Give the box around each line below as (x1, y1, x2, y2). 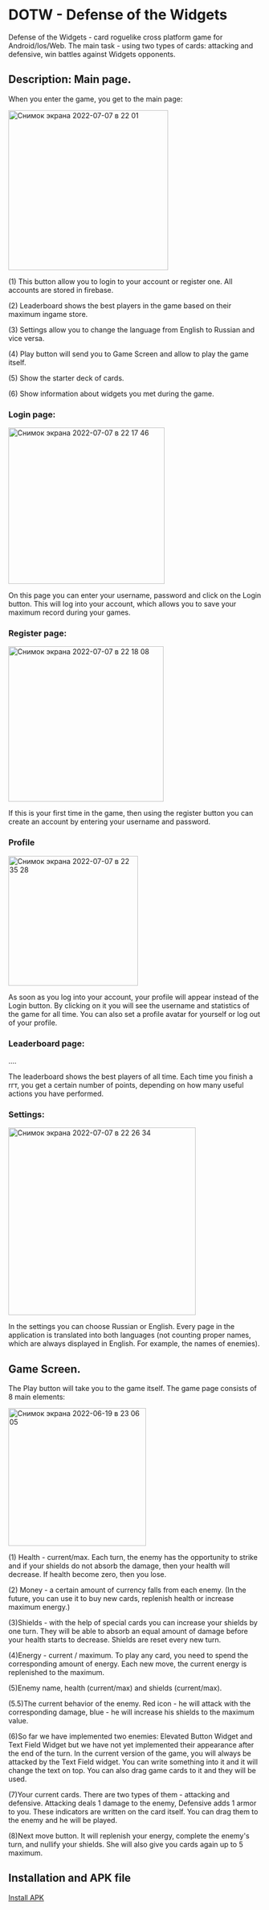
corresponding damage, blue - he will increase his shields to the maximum (8, 1707, 255, 1717)
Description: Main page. (8, 72, 132, 86)
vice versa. (8, 333, 45, 343)
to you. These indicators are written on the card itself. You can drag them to (8, 1807, 259, 1817)
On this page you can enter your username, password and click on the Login (8, 591, 262, 600)
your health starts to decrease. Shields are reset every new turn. (8, 1635, 222, 1644)
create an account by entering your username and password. (8, 817, 211, 826)
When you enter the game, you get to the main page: (8, 94, 183, 104)
